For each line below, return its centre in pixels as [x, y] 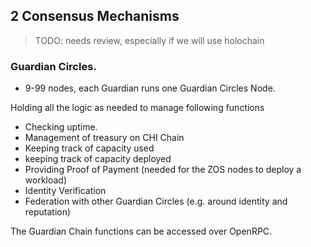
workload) [46, 180]
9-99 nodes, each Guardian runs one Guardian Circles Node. [150, 88]
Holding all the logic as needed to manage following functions [137, 108]
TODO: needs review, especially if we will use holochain [149, 40]
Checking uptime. [61, 127]
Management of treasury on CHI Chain [104, 138]
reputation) [48, 212]
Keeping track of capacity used [89, 148]
